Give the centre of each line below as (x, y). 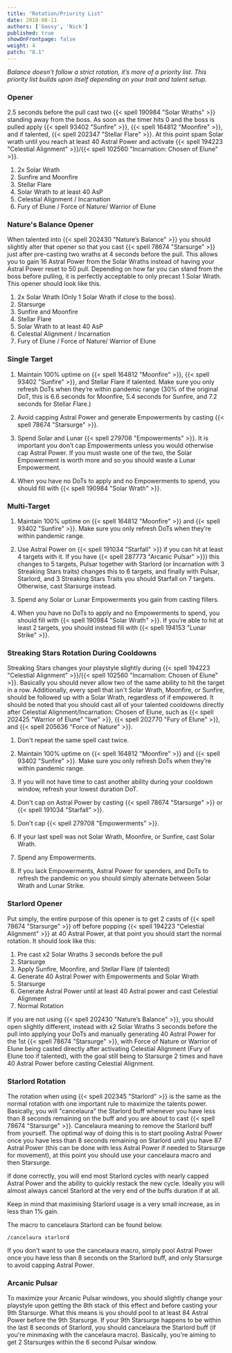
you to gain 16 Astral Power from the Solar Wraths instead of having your (111, 262)
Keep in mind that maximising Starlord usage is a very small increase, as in (114, 1204)
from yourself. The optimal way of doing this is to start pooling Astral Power (115, 1133)
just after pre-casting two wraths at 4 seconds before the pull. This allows (113, 254)
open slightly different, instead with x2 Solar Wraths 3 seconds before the (112, 1026)
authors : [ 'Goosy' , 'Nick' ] (48, 26)
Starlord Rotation (36, 1081)
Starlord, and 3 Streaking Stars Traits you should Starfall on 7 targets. (116, 579)
